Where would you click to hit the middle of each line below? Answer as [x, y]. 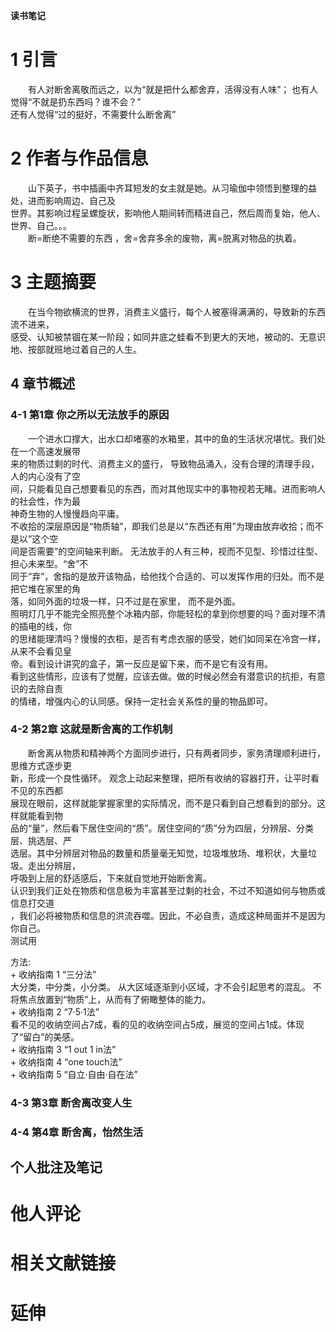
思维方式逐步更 [41, 765]
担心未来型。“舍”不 [49, 563]
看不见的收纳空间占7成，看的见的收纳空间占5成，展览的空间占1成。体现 [157, 1024]
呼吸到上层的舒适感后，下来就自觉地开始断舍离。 [111, 878]
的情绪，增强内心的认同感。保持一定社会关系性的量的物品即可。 [141, 701]
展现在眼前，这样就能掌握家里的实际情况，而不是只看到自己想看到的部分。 [163, 803]
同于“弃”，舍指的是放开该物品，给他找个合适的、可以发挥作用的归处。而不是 [167, 576]
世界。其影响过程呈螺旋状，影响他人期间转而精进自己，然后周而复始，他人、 [168, 213]
